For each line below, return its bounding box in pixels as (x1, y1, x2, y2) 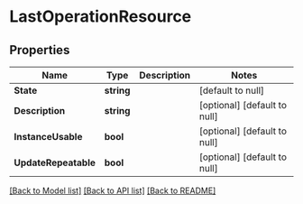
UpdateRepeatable (14, 156, 96, 169)
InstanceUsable (14, 131, 83, 143)
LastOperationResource (9, 6, 192, 27)
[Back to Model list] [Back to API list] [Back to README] (9, 185, 216, 196)
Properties (9, 42, 70, 58)
